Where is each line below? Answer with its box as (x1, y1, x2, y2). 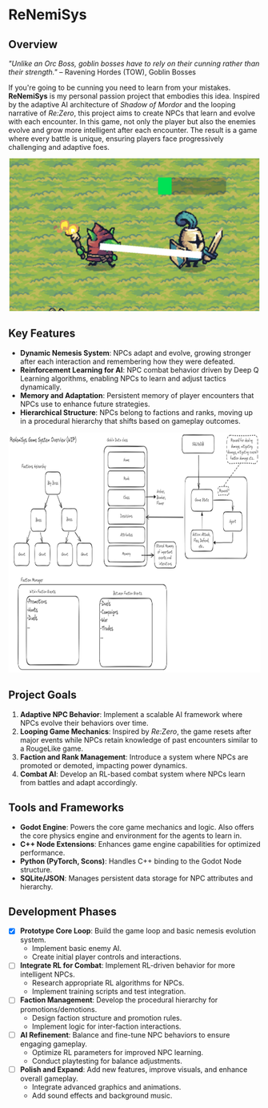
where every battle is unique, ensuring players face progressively (8, 134, 224, 143)
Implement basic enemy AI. (31, 944, 122, 953)
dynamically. (19, 382, 62, 392)
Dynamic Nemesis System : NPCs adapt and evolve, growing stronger (19, 348, 251, 357)
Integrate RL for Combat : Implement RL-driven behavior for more (19, 961, 236, 970)
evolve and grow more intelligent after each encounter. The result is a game (8, 126, 258, 135)
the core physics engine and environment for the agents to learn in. (19, 831, 242, 840)
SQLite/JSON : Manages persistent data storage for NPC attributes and (19, 873, 254, 883)
